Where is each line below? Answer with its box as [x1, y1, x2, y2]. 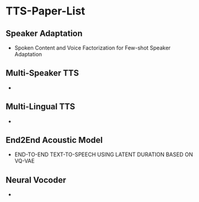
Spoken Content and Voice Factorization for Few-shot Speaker [14, 44, 171, 51]
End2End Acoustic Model [5, 135, 103, 145]
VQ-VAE [14, 157, 35, 165]
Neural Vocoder [5, 175, 67, 185]
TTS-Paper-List [5, 4, 85, 18]
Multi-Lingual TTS [5, 101, 76, 112]
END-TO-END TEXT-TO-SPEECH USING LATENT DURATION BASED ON [14, 151, 193, 158]
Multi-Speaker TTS [5, 68, 79, 78]
